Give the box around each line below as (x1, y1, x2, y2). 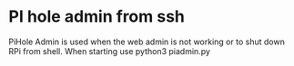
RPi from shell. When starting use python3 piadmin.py (8, 45, 211, 56)
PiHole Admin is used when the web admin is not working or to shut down (8, 36, 286, 47)
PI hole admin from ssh (8, 6, 186, 27)
